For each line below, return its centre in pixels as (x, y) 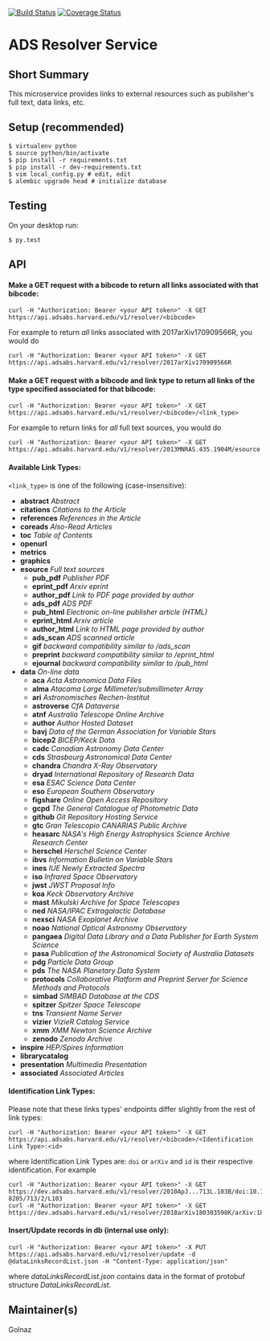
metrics (33, 552)
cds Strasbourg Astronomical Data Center (102, 757)
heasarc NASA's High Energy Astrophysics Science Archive (131, 834)
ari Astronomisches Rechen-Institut (91, 697)
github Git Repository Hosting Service (95, 816)
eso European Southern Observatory (93, 791)
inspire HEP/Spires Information (72, 1047)
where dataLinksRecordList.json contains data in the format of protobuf (127, 1277)
